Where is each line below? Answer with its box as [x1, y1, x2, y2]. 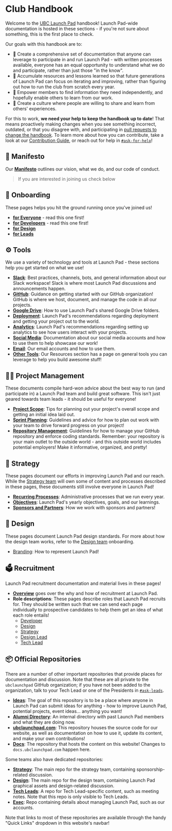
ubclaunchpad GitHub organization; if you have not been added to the [5, 682, 150, 688]
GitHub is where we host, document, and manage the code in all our [12, 297, 157, 303]
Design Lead [20, 634, 48, 640]
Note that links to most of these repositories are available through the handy [5, 815, 166, 821]
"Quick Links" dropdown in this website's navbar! [5, 820, 110, 826]
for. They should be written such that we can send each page [12, 601, 143, 607]
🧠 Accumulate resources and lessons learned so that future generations [12, 72, 165, 79]
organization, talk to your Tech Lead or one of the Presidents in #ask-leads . [5, 687, 164, 694]
